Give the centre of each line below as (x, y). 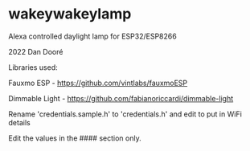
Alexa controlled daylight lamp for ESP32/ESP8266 (92, 36)
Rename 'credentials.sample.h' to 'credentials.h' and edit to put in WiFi (125, 114)
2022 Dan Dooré (36, 51)
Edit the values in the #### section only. (75, 138)
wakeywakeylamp (70, 14)
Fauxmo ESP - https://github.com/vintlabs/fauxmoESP (98, 83)
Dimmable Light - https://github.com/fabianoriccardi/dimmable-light (121, 98)
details (19, 122)
